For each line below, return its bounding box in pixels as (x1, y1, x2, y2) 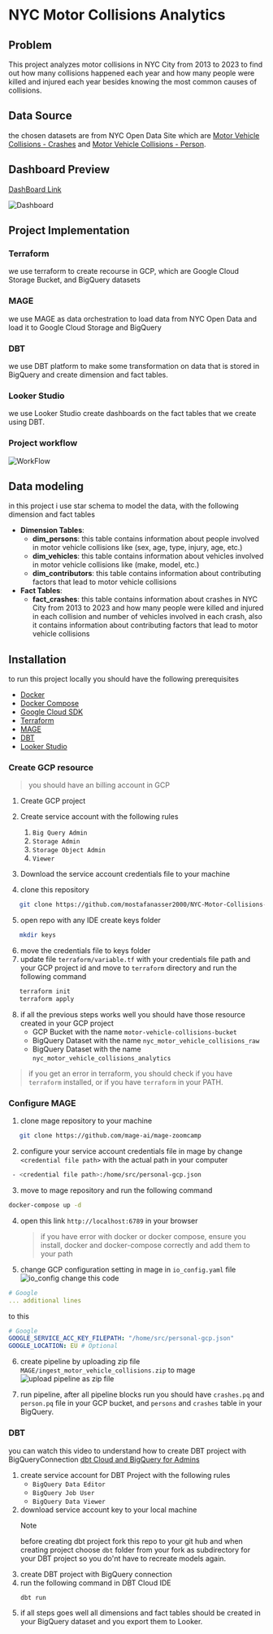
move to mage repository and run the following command (19, 1185, 213, 1195)
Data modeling (8, 479, 84, 493)
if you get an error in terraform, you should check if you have (28, 1068, 233, 1078)
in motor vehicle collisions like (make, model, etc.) (32, 560, 200, 570)
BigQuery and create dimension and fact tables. (8, 370, 169, 379)
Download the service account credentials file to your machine (19, 869, 231, 879)
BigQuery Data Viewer (32, 1497, 106, 1506)
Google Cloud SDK (19, 707, 84, 717)
